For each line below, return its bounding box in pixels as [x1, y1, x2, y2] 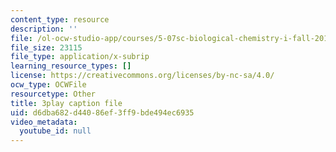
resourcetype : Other [10, 89, 97, 99]
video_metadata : [10, 117, 78, 127]
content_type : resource [10, 14, 110, 25]
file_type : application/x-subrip [10, 52, 150, 62]
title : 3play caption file [10, 98, 123, 108]
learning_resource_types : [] [10, 61, 132, 71]
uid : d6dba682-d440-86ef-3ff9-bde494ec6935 [10, 107, 195, 118]
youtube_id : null [19, 126, 92, 136]
